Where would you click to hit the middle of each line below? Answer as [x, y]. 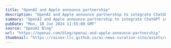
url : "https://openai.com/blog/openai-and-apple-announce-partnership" [83, 33]
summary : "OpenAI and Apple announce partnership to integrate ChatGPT [83, 19]
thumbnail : [17, 38]
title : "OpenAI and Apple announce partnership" [58, 10]
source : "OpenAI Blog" [29, 28]
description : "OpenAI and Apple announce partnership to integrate [78, 14]
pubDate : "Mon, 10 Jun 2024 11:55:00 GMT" [51, 24]
